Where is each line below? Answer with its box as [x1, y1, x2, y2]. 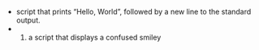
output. [15, 15, 41, 25]
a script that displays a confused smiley [28, 32, 162, 42]
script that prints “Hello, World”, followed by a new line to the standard [15, 7, 252, 16]
